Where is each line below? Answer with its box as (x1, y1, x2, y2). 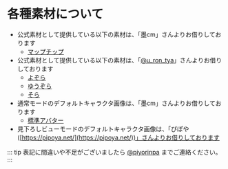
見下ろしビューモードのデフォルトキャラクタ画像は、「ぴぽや (17, 124, 189, 133)
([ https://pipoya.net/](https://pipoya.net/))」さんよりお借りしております (17, 133, 220, 142)
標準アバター (27, 116, 64, 124)
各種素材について (7, 6, 104, 22)
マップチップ (27, 47, 64, 56)
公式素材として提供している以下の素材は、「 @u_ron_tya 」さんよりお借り (17, 56, 222, 64)
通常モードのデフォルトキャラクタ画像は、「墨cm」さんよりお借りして (17, 99, 216, 107)
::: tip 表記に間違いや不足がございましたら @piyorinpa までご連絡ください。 (7, 148, 222, 156)
